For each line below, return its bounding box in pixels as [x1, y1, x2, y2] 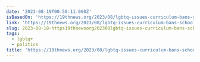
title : [6, 47, 23, 53]
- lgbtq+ [11, 36, 33, 42]
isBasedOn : [6, 14, 33, 20]
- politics [11, 42, 39, 48]
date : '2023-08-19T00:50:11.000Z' [6, 8, 92, 15]
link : [6, 19, 20, 25]
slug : [6, 25, 20, 31]
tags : [6, 31, 20, 37]
